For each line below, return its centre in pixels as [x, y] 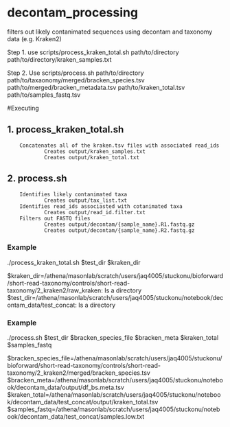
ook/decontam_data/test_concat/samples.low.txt [76, 417]
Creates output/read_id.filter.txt [95, 212]
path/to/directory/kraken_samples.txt [59, 59]
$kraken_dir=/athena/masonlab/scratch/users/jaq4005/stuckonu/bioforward [115, 275]
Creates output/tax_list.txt [85, 200]
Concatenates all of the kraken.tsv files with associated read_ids [119, 146]
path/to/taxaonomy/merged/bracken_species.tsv [76, 80]
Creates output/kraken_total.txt [91, 157]
